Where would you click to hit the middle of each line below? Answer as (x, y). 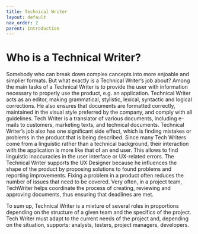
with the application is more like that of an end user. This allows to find (92, 150)
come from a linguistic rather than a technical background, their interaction (98, 144)
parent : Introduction (33, 28)
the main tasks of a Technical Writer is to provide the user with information (97, 87)
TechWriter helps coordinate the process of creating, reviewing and (88, 188)
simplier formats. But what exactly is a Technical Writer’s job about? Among (98, 80)
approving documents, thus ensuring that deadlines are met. (80, 195)
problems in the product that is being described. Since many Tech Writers (96, 138)
